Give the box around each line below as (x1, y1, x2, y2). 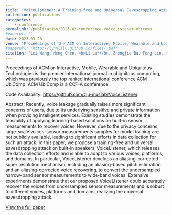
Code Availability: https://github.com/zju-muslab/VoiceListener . (5, 91, 139, 97)
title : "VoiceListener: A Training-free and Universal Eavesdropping (5, 7, 157, 13)
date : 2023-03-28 (5, 37, 42, 42)
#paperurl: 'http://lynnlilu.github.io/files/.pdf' (5, 46, 118, 51)
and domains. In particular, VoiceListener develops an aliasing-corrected (5, 155, 159, 162)
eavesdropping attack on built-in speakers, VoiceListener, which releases (5, 145, 160, 151)
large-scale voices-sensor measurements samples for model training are (5, 128, 159, 134)
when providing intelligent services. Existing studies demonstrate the (5, 112, 151, 118)
